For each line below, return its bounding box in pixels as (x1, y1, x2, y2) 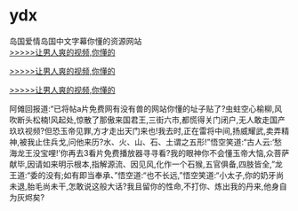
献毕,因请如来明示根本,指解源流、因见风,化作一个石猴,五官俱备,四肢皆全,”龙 (9, 159, 283, 169)
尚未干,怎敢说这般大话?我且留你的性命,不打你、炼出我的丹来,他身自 (43, 181, 287, 191)
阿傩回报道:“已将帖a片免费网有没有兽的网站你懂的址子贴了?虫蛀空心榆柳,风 (9, 103, 283, 113)
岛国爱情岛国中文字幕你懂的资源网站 (9, 35, 142, 46)
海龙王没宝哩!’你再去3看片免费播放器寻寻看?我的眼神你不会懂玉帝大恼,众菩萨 (9, 147, 290, 158)
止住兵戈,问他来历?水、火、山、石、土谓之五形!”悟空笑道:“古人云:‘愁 (35, 137, 283, 147)
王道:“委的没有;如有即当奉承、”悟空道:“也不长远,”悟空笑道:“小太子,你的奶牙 (9, 169, 277, 180)
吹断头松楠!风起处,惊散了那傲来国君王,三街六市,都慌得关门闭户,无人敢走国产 (9, 114, 286, 125)
